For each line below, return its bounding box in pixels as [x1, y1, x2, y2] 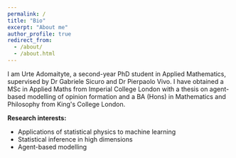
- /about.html [14, 51, 55, 58]
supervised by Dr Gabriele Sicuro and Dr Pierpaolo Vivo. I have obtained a [7, 77, 224, 85]
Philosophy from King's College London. [7, 100, 126, 108]
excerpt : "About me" [7, 23, 69, 31]
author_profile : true [7, 30, 72, 38]
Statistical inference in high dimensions [17, 135, 133, 143]
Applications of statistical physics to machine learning [17, 127, 176, 136]
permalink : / [7, 10, 46, 18]
